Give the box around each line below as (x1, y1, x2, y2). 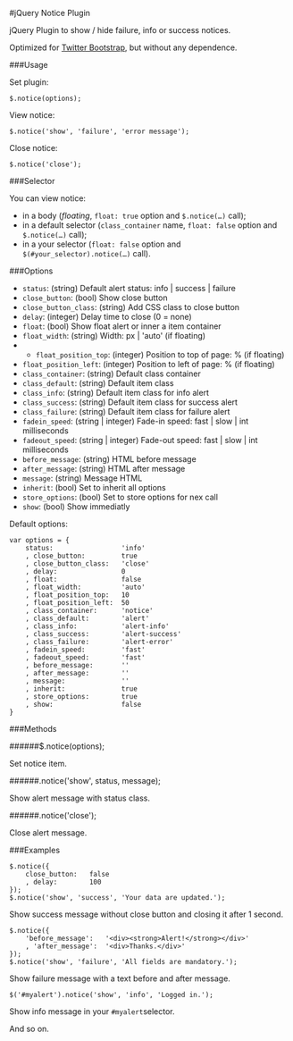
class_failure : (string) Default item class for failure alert (21, 407, 230, 416)
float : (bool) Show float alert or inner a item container (21, 321, 222, 332)
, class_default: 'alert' (25, 614, 150, 623)
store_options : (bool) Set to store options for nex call (21, 491, 219, 502)
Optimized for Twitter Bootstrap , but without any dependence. (9, 42, 238, 53)
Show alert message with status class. (9, 793, 150, 803)
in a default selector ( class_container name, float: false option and (21, 220, 278, 231)
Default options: (9, 518, 69, 529)
